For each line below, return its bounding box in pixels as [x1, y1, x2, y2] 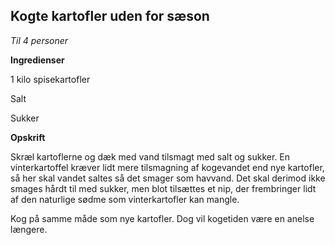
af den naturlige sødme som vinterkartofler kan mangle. [10, 193, 240, 205]
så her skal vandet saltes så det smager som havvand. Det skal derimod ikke [10, 172, 326, 184]
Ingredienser [10, 54, 65, 66]
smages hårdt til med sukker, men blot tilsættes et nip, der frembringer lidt [10, 182, 317, 194]
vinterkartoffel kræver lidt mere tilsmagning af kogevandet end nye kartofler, [10, 161, 325, 173]
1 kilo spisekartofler [10, 73, 91, 85]
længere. [10, 223, 48, 235]
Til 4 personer [10, 34, 69, 46]
